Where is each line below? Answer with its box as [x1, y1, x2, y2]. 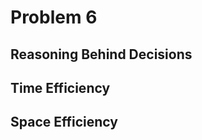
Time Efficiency [10, 79, 111, 96]
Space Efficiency [10, 114, 118, 131]
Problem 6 [10, 6, 98, 29]
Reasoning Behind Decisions [10, 46, 193, 63]
